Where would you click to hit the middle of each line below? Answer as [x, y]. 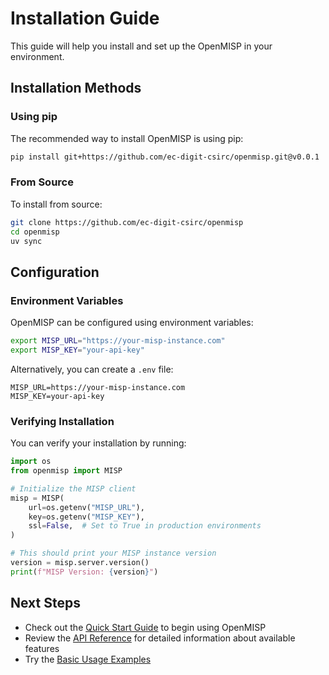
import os [31, 462]
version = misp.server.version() [80, 563]
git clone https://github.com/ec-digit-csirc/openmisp [127, 222]
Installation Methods [76, 88]
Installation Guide [85, 18]
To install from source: [56, 204]
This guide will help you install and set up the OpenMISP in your [141, 46]
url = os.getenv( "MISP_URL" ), [86, 507]
